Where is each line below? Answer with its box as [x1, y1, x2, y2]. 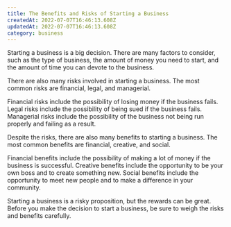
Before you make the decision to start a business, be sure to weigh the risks [7, 204, 224, 212]
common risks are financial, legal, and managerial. [7, 84, 151, 92]
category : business [7, 29, 64, 37]
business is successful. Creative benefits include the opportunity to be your [7, 161, 224, 170]
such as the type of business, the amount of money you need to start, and [7, 56, 219, 65]
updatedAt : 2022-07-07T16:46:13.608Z [7, 23, 117, 30]
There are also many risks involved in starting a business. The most [7, 77, 200, 85]
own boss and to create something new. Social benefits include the [7, 169, 199, 177]
